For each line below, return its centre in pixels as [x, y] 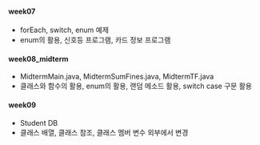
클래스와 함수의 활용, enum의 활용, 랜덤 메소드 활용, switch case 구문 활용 [136, 86]
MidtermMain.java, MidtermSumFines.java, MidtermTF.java [117, 77]
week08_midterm [38, 58]
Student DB [39, 123]
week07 [22, 11]
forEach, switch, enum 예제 [64, 30]
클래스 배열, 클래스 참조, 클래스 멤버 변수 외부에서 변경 [104, 132]
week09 [22, 105]
